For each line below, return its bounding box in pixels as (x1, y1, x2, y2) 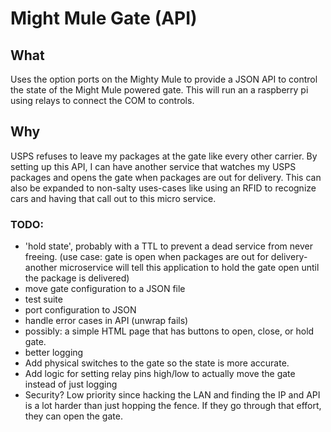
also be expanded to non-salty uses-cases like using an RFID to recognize (10, 182, 317, 194)
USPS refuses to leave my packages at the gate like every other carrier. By (10, 150, 318, 162)
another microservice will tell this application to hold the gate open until (24, 262, 320, 274)
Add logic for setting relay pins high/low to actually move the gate (24, 368, 296, 380)
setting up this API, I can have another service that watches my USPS (10, 160, 297, 172)
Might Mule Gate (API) (10, 7, 198, 30)
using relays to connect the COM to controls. (10, 95, 195, 106)
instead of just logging (24, 378, 118, 391)
